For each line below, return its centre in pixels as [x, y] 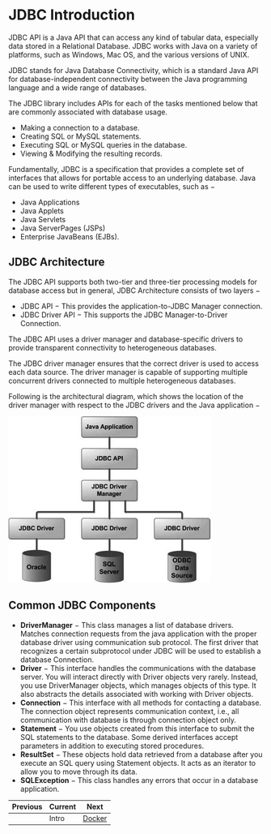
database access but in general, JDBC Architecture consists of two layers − [134, 290]
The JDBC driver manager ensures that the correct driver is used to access [133, 363]
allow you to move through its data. [78, 772]
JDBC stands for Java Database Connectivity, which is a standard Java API [133, 70]
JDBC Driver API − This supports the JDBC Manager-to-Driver [124, 315]
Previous [27, 807]
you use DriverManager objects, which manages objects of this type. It [138, 685]
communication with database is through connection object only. [128, 720]
